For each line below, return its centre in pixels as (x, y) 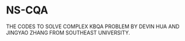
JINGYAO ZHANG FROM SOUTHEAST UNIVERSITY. (68, 32)
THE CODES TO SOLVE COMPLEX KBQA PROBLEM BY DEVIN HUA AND (93, 26)
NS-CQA (27, 10)
